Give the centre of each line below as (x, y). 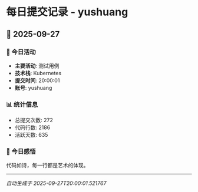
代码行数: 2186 (32, 127)
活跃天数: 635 (31, 135)
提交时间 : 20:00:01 (37, 80)
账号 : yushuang (33, 87)
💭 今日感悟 (21, 151)
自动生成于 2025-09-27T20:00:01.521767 (56, 183)
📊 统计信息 (22, 105)
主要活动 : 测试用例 (37, 66)
